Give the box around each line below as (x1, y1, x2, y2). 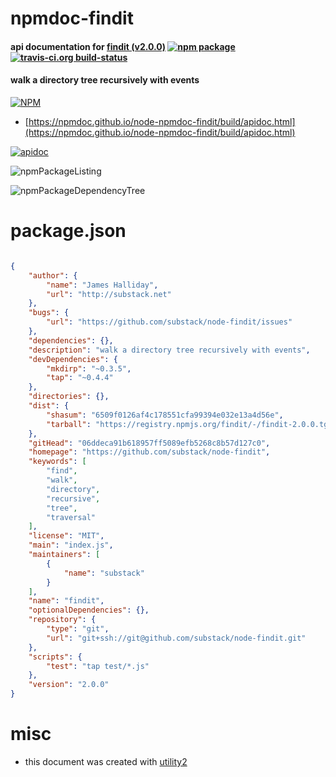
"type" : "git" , (46, 624, 110, 634)
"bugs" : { (28, 308, 70, 318)
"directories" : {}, (28, 392, 110, 402)
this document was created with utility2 (24, 755, 188, 767)
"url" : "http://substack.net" (46, 289, 172, 299)
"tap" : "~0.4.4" (46, 373, 114, 383)
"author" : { (28, 270, 78, 281)
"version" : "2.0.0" (28, 680, 110, 690)
